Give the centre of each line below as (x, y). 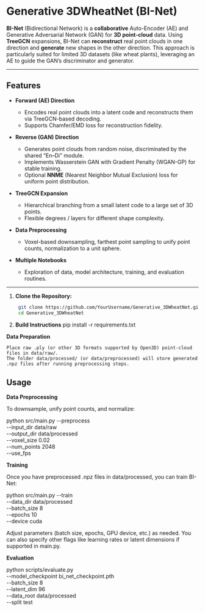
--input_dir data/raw (32, 427)
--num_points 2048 (31, 447)
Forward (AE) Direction (45, 100)
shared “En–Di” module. (54, 155)
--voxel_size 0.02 (28, 440)
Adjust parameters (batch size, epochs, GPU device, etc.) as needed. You (99, 533)
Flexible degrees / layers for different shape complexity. (94, 218)
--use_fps (19, 453)
